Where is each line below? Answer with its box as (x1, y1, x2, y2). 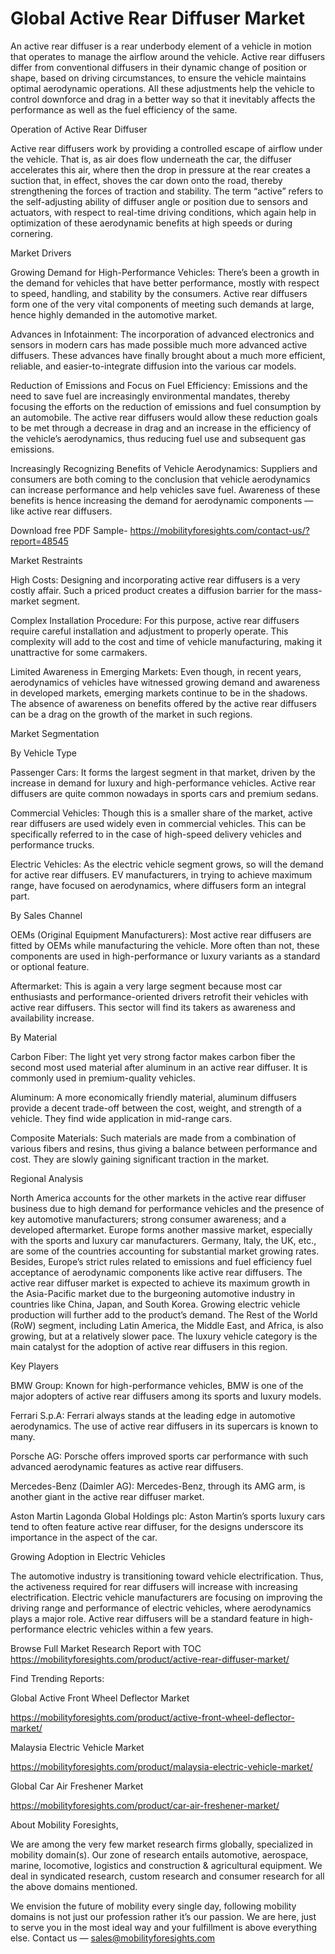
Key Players (10, 1360, 59, 1372)
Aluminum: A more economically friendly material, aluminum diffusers (10, 1091, 297, 1103)
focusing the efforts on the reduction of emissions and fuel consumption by (10, 400, 322, 412)
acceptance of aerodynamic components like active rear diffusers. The (10, 1266, 303, 1278)
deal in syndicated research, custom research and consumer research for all (10, 1870, 325, 1882)
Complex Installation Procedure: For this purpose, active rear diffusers (10, 614, 300, 626)
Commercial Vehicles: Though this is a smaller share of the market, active (10, 807, 313, 819)
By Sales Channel (10, 909, 83, 921)
